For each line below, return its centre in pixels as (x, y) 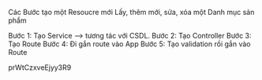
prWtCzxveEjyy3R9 (40, 67)
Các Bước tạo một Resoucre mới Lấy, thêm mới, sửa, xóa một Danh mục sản (131, 12)
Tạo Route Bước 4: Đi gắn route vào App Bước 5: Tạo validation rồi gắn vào (129, 44)
